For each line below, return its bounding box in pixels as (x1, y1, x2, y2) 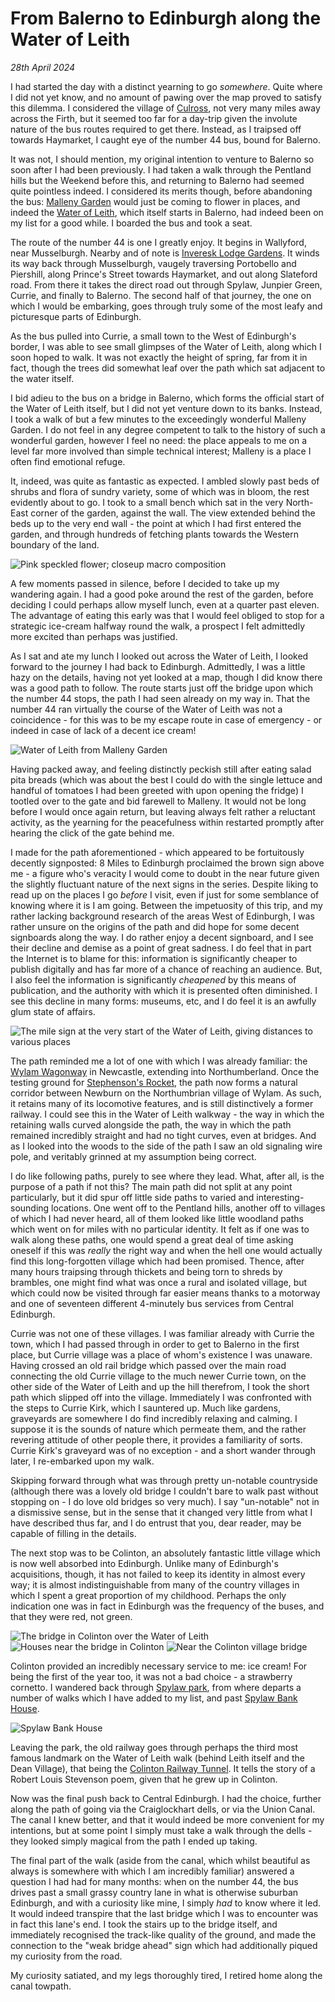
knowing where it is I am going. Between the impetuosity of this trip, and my (10, 899, 323, 911)
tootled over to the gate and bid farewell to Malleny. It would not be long (10, 795, 307, 807)
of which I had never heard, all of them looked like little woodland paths (10, 1212, 304, 1224)
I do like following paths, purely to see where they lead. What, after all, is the (10, 1170, 325, 1182)
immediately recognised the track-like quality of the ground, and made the (10, 1928, 317, 1941)
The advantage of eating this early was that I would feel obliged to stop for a (10, 609, 325, 621)
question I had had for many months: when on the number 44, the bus (10, 1875, 299, 1887)
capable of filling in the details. (10, 1527, 137, 1539)
